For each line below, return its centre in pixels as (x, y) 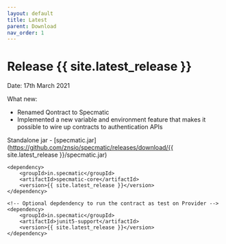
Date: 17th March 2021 (39, 86)
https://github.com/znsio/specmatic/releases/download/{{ (91, 148)
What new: (22, 99)
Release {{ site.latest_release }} (99, 67)
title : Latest (27, 20)
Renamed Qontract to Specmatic (63, 112)
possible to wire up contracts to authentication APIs (90, 127)
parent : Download (32, 26)
